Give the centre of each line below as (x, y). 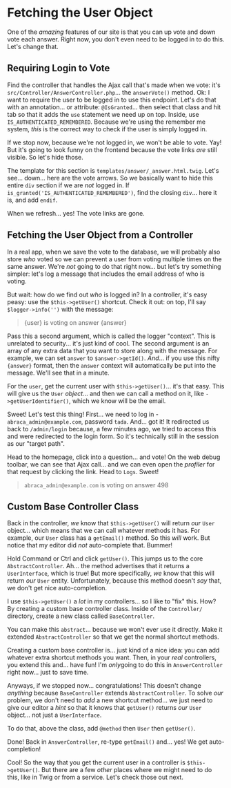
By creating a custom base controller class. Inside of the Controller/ (105, 609)
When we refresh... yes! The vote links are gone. (76, 213)
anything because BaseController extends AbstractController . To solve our (115, 693)
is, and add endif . (32, 200)
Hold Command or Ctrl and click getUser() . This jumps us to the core (105, 559)
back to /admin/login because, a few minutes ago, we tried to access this (112, 429)
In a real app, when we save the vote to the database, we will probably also (114, 252)
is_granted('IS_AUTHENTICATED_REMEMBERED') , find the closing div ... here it (112, 192)
